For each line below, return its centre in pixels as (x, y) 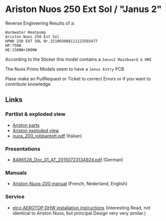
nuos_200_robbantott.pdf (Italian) (47, 136)
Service (15, 197)
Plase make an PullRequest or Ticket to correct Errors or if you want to (78, 78)
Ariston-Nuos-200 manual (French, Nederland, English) (70, 184)
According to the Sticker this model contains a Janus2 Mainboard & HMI (78, 59)
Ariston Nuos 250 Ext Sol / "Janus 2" (84, 9)
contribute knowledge (28, 84)
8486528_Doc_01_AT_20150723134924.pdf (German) (68, 160)
